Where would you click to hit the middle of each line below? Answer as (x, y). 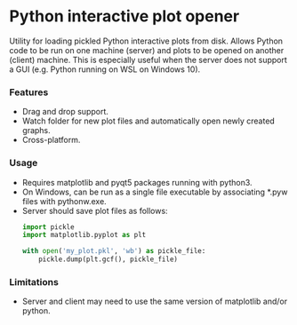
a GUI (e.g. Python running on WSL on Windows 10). (105, 69)
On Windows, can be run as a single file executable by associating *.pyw (155, 192)
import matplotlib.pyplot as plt (84, 235)
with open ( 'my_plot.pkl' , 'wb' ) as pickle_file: (114, 251)
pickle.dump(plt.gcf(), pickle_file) (108, 259)
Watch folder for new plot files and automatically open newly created (148, 121)
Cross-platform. (51, 140)
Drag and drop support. (65, 112)
